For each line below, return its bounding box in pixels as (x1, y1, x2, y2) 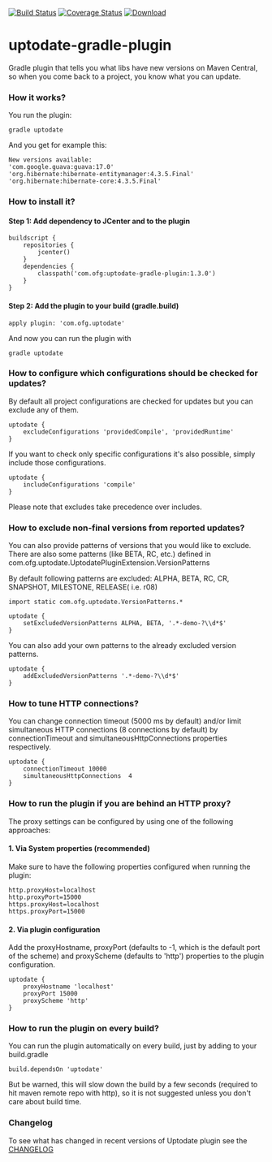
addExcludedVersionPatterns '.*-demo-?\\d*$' (23, 672, 180, 680)
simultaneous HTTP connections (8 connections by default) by (8, 725, 218, 735)
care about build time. (8, 1097, 82, 1107)
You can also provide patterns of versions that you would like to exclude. (8, 541, 252, 551)
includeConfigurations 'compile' (23, 480, 136, 489)
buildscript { (8, 234, 57, 243)
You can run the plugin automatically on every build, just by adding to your (8, 1041, 257, 1051)
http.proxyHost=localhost (8, 886, 96, 894)
